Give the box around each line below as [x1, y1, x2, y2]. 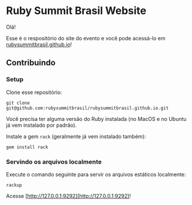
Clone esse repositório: [6, 89, 63, 96]
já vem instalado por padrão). [6, 121, 77, 128]
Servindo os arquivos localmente [6, 158, 102, 166]
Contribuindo [6, 58, 56, 68]
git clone [6, 100, 30, 106]
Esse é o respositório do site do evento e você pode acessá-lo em [6, 34, 166, 41]
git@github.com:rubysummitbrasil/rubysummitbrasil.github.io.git [6, 105, 169, 111]
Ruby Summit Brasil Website [6, 4, 147, 18]
